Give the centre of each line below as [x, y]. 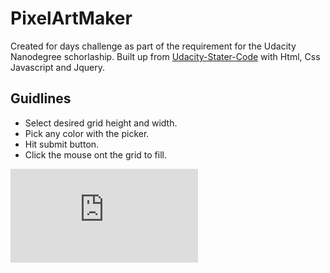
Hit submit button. [62, 144]
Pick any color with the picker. [87, 133]
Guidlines [41, 98]
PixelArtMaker [71, 18]
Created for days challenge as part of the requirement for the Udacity [153, 46]
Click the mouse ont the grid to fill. [96, 154]
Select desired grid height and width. [101, 123]
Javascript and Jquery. [58, 67]
